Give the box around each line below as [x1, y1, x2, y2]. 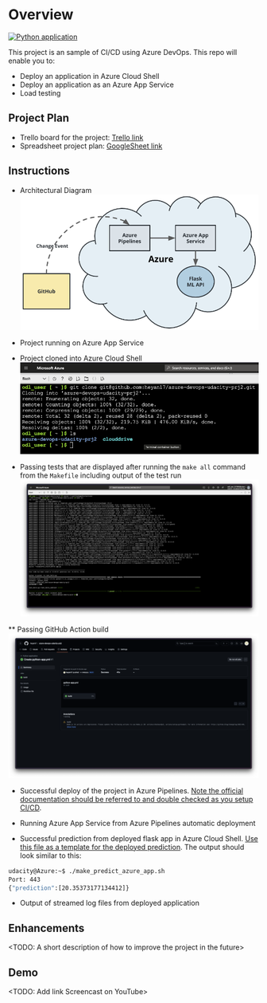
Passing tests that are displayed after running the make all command [19, 462, 246, 471]
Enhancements [8, 921, 85, 934]
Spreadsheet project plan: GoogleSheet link [19, 141, 163, 151]
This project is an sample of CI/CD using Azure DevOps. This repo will [8, 47, 238, 57]
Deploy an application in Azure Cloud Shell [19, 71, 160, 81]
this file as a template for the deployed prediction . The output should [19, 842, 245, 852]
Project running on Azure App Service [19, 338, 145, 348]
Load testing [19, 88, 61, 97]
